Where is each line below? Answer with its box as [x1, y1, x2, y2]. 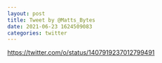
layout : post [7, 10, 46, 17]
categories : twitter [7, 29, 68, 37]
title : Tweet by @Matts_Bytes [7, 17, 96, 24]
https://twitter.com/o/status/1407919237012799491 [7, 48, 155, 57]
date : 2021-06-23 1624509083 [7, 23, 93, 30]
